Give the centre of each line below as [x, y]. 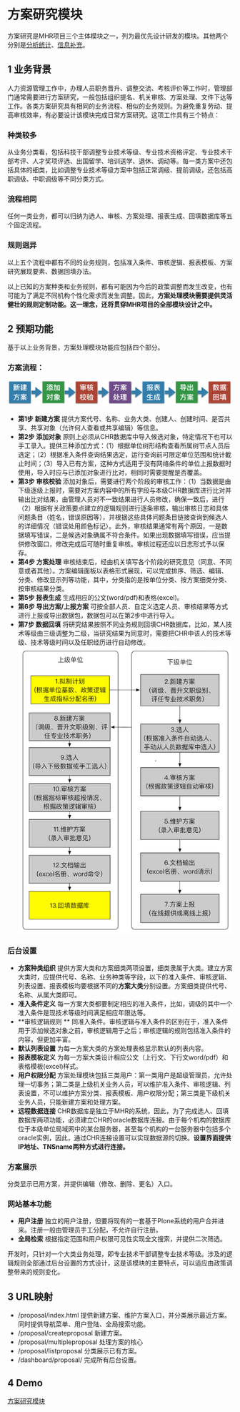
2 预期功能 [30, 329]
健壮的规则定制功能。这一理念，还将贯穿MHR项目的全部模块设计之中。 [112, 304]
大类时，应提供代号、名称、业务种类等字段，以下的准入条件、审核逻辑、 [124, 977]
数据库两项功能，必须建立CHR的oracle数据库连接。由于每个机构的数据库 [124, 1120]
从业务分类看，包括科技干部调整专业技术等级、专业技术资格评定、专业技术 [117, 152]
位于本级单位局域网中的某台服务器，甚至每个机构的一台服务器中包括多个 [124, 1129]
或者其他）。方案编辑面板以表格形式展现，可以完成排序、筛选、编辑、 [126, 571]
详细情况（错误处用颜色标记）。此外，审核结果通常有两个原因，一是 [122, 525]
